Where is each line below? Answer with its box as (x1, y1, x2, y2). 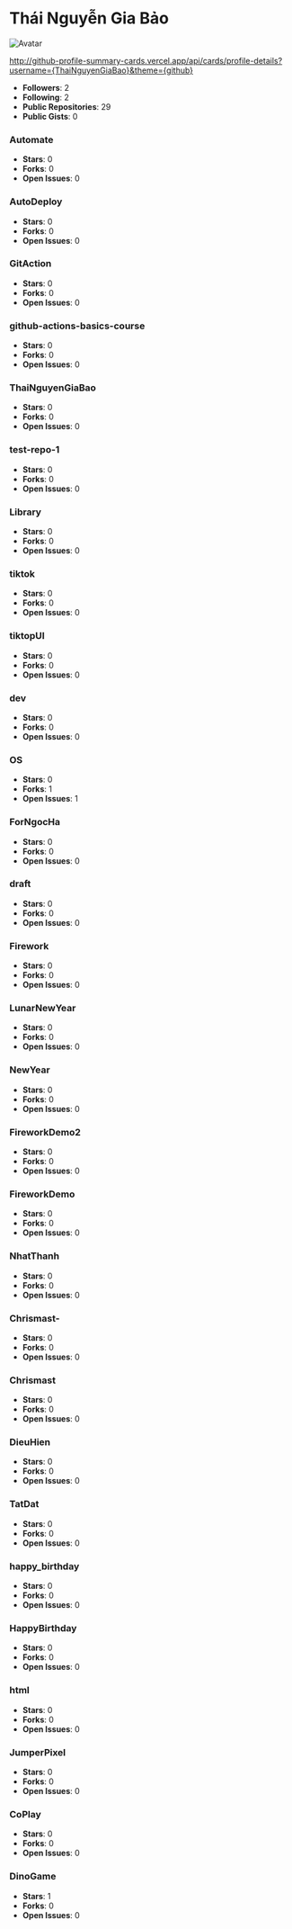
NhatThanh (9, 1250, 60, 1262)
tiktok (9, 567, 36, 579)
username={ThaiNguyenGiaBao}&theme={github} (9, 65, 194, 76)
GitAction (9, 257, 52, 270)
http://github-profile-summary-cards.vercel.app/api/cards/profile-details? (9, 55, 283, 66)
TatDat (9, 1498, 40, 1511)
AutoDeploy (9, 195, 63, 208)
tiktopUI (9, 630, 45, 642)
